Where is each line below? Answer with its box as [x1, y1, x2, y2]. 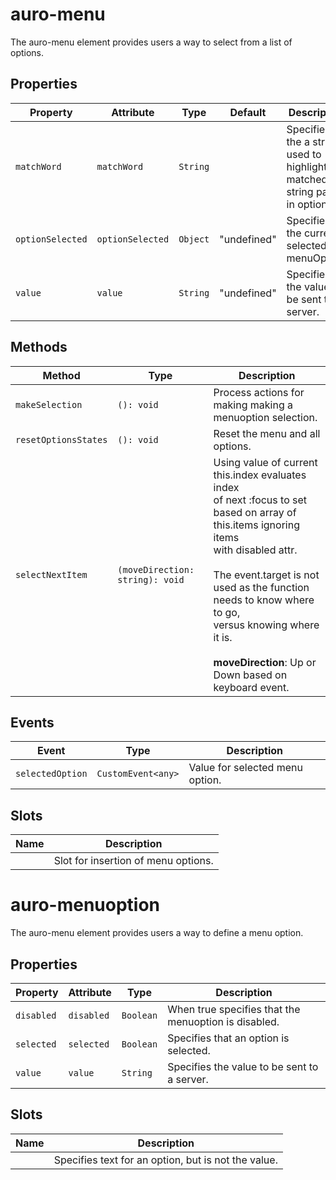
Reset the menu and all [213, 426, 321, 440]
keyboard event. [213, 680, 290, 694]
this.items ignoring [213, 518, 300, 532]
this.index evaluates [213, 468, 307, 482]
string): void [117, 574, 185, 585]
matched [286, 172, 328, 186]
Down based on [213, 668, 288, 682]
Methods [10, 339, 68, 356]
